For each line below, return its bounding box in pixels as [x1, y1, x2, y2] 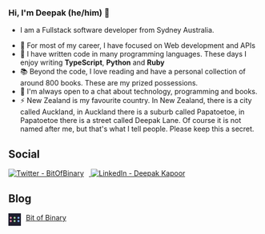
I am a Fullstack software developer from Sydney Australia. [19, 26, 215, 35]
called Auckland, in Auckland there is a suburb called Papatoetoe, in [19, 107, 245, 117]
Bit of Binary [26, 212, 66, 222]
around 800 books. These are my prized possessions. [19, 78, 199, 88]
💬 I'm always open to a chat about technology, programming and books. [19, 87, 258, 97]
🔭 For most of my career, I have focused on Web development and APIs [19, 41, 256, 50]
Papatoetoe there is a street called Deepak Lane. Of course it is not [19, 116, 242, 125]
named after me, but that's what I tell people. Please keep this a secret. [19, 124, 255, 134]
